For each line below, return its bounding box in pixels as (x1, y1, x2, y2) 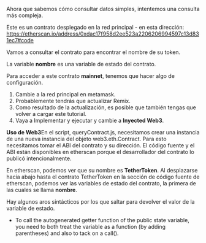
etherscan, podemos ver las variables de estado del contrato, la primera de (6, 180, 196, 187)
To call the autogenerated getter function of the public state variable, (15, 217, 190, 223)
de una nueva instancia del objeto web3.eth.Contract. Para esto (6, 135, 167, 142)
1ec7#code (6, 37, 34, 44)
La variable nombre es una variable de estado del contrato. (6, 61, 156, 67)
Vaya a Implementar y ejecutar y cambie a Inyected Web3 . (15, 117, 164, 124)
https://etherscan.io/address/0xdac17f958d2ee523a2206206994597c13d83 (6, 30, 199, 37)
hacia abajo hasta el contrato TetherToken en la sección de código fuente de (6, 173, 200, 180)
